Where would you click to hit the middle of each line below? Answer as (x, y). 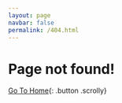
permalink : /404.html (44, 30)
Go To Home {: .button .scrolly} (58, 90)
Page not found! (62, 69)
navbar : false (31, 23)
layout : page (30, 15)
